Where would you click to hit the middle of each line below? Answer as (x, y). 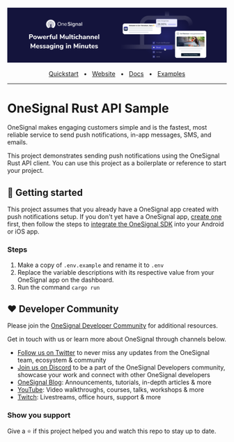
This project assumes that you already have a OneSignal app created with (113, 209)
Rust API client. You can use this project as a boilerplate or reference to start (117, 163)
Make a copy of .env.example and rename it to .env (91, 265)
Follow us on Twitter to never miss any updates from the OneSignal (114, 353)
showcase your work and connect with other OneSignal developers (114, 375)
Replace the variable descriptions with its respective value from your (116, 272)
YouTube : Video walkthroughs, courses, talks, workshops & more (110, 390)
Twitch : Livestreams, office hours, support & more (89, 397)
